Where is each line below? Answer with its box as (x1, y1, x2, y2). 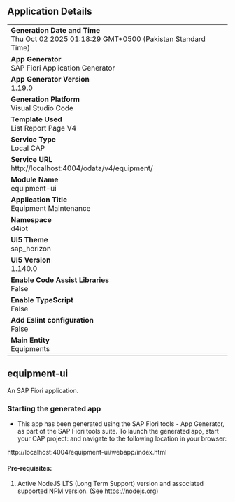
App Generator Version (10, 74, 90, 84)
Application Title (10, 195, 68, 205)
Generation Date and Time (10, 25, 101, 35)
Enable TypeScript (10, 295, 73, 304)
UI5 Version (10, 255, 51, 265)
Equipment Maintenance (10, 203, 91, 213)
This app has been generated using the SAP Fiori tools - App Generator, (17, 419, 225, 428)
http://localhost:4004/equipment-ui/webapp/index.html (7, 448, 167, 456)
